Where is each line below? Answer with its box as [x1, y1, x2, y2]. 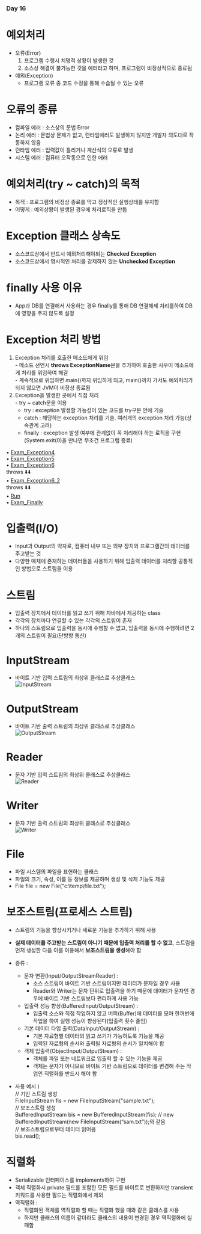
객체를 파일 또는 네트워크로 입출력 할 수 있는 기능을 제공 [32, 1055, 163, 1063]
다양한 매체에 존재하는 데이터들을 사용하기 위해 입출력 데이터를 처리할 [14, 558, 177, 565]
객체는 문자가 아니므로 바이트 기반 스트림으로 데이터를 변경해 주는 [32, 1063, 185, 1070]
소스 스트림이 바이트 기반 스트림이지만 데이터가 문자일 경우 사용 [32, 979, 181, 987]
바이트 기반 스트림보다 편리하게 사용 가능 [44, 995, 139, 1002]
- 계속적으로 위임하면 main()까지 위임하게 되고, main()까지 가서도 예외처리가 [14, 376, 193, 383]
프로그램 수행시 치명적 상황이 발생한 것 [23, 57, 114, 64]
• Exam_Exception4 [6, 448, 55, 455]
